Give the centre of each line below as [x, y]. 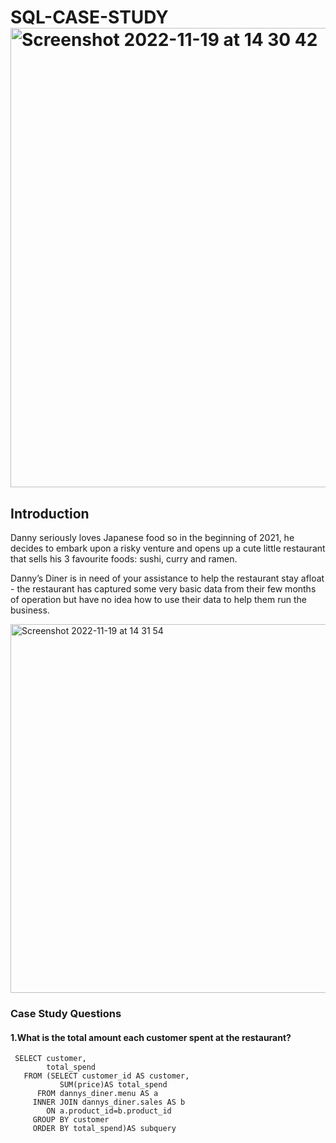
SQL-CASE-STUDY [89, 17]
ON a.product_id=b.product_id [109, 1111]
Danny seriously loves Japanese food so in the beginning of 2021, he [152, 537]
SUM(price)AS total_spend [113, 1085]
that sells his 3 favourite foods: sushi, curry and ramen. [124, 559]
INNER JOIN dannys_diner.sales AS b [109, 1102]
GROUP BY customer [71, 1120]
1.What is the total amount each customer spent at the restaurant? [151, 1037]
